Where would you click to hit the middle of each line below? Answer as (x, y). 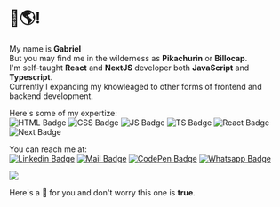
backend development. (51, 96)
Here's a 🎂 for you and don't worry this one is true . (102, 192)
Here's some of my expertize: (64, 113)
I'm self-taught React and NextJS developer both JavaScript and (129, 68)
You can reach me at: (48, 149)
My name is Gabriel (45, 48)
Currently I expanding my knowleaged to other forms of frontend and (136, 86)
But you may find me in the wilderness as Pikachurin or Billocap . (128, 58)
